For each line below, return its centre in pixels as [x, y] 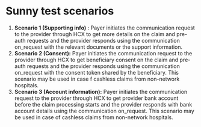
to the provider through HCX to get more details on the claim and [95, 34]
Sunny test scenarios [60, 11]
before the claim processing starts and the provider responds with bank [103, 104]
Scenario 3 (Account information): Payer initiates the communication [101, 91]
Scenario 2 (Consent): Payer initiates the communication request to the [103, 53]
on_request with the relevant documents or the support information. [98, 47]
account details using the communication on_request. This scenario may [104, 111]
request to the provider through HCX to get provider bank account [96, 98]
